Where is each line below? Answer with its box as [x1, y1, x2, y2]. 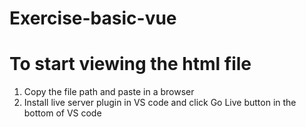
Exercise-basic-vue [9, 7, 177, 30]
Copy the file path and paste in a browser [23, 86, 195, 98]
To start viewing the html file [9, 53, 252, 76]
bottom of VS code [23, 107, 102, 119]
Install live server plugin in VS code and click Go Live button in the [23, 97, 297, 109]
